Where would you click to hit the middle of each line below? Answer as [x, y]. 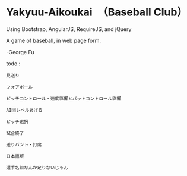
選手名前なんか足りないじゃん [37, 168]
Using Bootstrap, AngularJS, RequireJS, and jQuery [69, 29]
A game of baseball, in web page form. [54, 40]
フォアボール [20, 87]
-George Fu [20, 52]
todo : [13, 64]
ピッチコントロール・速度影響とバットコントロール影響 [64, 99]
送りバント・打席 [24, 144]
